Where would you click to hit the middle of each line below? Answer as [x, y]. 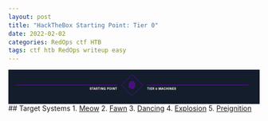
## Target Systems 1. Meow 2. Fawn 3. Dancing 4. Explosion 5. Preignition [130, 108]
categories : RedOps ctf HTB [55, 42]
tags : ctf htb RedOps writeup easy [67, 51]
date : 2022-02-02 [37, 33]
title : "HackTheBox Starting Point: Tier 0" [83, 25]
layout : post [30, 17]
